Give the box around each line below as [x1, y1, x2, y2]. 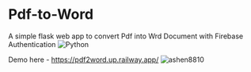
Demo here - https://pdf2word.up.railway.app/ [8, 55, 159, 64]
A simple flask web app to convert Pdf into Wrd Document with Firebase [8, 31, 244, 41]
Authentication [8, 39, 56, 49]
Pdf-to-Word [8, 5, 94, 23]
